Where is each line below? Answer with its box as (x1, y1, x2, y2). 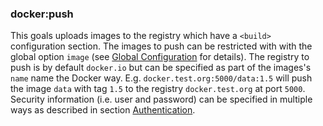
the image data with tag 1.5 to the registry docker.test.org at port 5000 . (10, 83, 306, 95)
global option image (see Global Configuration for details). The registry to (10, 51, 310, 63)
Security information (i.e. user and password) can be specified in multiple (10, 93, 313, 106)
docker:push (10, 7, 74, 21)
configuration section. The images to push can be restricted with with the (10, 40, 313, 52)
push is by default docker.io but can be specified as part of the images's (10, 62, 312, 74)
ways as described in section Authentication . (10, 104, 196, 116)
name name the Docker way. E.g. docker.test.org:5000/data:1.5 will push (10, 72, 313, 84)
